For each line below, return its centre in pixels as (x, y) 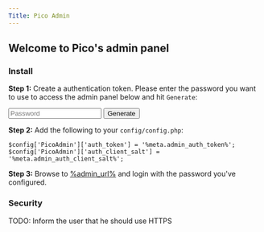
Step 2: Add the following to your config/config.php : (96, 130)
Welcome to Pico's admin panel (89, 49)
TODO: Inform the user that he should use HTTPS (91, 221)
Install (21, 71)
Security (25, 203)
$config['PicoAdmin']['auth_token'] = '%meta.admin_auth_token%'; (122, 145)
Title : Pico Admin (39, 16)
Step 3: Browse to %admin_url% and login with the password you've (122, 174)
